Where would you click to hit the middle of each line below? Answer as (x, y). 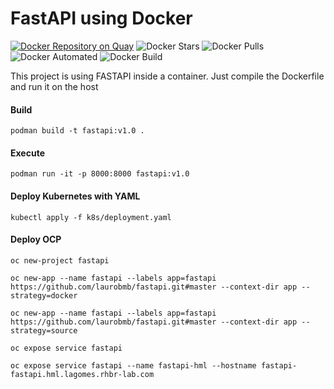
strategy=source (44, 330)
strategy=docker (44, 295)
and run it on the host (54, 86)
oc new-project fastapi (60, 260)
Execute (27, 153)
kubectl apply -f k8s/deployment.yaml (91, 217)
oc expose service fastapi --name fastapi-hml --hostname (133, 365)
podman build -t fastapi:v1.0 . (77, 131)
